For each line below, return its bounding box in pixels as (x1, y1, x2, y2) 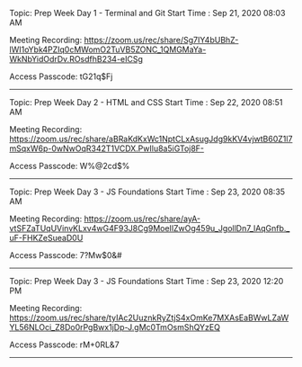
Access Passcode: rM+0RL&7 (9, 339, 120, 350)
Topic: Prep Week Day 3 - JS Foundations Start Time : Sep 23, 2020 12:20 (9, 276, 284, 286)
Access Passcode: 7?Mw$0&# (9, 250, 123, 260)
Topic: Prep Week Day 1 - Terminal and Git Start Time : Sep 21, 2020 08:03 (9, 8, 286, 18)
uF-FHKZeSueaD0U (9, 233, 84, 243)
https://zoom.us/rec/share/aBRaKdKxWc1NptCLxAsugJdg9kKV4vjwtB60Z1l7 (9, 134, 293, 144)
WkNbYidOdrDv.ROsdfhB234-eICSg (9, 54, 144, 64)
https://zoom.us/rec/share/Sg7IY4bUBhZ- (84, 35, 239, 45)
